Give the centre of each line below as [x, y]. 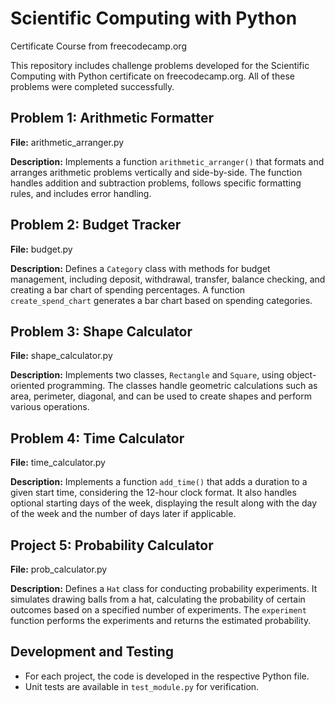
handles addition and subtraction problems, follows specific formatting [156, 183]
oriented [27, 386]
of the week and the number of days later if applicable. [123, 514]
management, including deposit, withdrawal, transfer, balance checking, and [168, 279]
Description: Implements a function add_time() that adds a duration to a [159, 482]
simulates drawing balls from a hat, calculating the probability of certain [158, 599]
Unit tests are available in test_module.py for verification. [142, 686]
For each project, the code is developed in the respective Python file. [167, 676]
